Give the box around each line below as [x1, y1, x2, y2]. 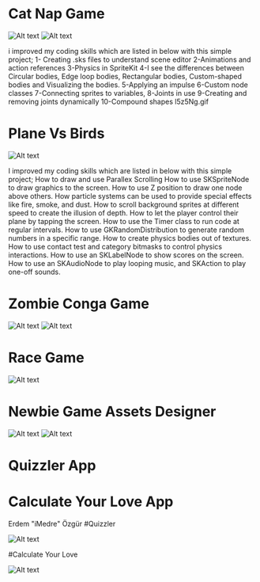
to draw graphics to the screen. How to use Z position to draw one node [8, 183, 243, 192]
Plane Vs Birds [8, 124, 105, 143]
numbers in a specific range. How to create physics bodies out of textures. [8, 233, 251, 242]
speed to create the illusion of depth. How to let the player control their [8, 207, 239, 218]
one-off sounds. [8, 267, 61, 276]
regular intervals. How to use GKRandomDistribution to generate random [8, 225, 245, 234]
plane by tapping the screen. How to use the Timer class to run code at [8, 216, 239, 226]
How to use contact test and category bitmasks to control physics [8, 242, 223, 251]
